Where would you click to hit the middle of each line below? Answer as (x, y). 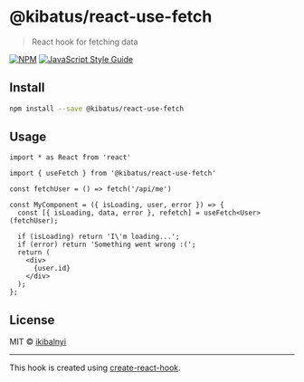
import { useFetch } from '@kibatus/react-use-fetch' (113, 174)
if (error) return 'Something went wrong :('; (107, 245)
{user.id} (52, 269)
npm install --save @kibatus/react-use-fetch (96, 109)
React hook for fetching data (85, 42)
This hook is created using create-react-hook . (95, 368)
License (32, 320)
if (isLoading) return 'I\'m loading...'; (99, 237)
